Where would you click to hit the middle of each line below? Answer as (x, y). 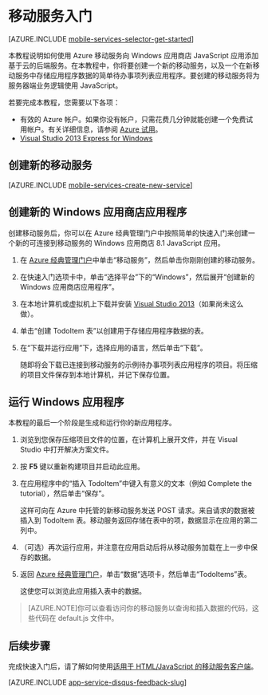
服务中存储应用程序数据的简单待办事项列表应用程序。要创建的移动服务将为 (137, 75)
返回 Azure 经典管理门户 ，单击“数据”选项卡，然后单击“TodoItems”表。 (135, 575)
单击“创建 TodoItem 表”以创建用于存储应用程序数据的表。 (114, 330)
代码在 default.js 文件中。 (77, 618)
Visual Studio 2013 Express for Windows (86, 138)
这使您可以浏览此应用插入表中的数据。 (83, 591)
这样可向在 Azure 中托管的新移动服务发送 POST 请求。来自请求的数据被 (137, 511)
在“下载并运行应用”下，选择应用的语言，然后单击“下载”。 (113, 347)
